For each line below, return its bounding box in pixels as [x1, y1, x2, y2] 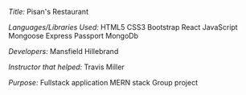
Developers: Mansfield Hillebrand [8, 47, 119, 56]
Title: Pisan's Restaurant [8, 7, 88, 16]
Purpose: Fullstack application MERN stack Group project [8, 78, 199, 87]
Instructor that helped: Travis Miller [8, 62, 125, 72]
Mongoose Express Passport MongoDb [8, 31, 139, 40]
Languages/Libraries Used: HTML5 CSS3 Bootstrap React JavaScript [8, 23, 239, 31]
